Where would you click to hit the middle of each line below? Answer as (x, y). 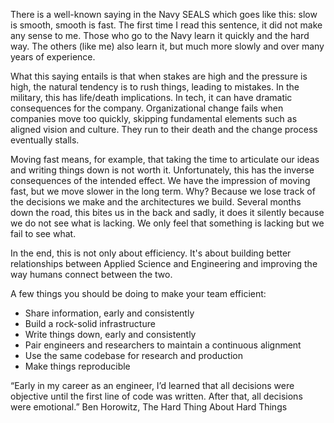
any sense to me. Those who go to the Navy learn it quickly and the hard (160, 35)
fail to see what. (43, 233)
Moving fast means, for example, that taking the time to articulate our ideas (165, 159)
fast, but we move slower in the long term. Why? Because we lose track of (163, 191)
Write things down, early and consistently (110, 334)
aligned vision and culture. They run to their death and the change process (164, 129)
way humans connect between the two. (91, 274)
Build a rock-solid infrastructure (90, 323)
